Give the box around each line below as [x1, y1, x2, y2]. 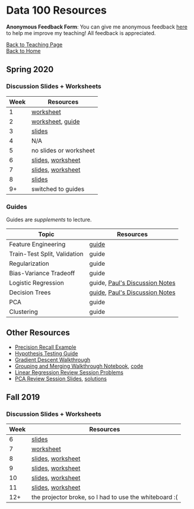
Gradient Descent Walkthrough [14, 356, 91, 363]
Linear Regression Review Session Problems [14, 368, 123, 376]
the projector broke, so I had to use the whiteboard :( [31, 493, 178, 501]
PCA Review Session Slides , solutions [14, 375, 107, 382]
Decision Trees [9, 288, 51, 297]
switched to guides [31, 184, 85, 193]
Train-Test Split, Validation [9, 250, 84, 258]
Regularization [9, 259, 49, 268]
